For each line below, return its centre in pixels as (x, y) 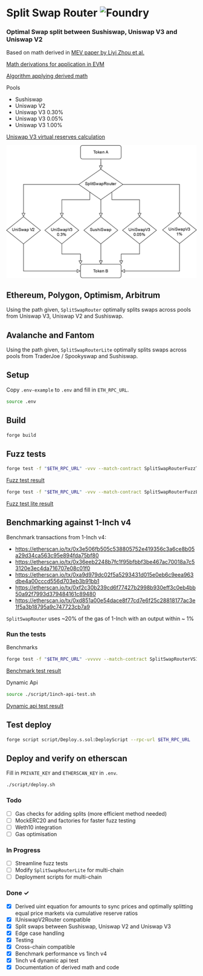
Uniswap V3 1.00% (39, 125)
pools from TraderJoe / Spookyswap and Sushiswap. (72, 356)
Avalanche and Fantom (50, 335)
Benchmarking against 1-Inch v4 (69, 522)
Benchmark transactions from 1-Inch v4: (56, 537)
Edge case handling (40, 933)
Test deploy (29, 725)
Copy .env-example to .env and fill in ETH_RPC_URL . (68, 390)
